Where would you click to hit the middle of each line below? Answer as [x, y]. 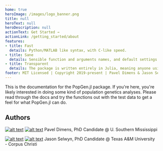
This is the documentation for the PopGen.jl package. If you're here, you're [80, 87]
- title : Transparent [27, 64]
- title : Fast [19, 46]
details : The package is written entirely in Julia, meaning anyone [80, 69]
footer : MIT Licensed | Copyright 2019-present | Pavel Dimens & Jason [79, 73]
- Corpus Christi [21, 144]
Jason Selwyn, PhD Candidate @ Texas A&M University [100, 139]
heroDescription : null [28, 28]
